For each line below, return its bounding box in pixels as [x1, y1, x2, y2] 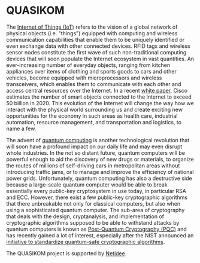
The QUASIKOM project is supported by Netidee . [6, 249, 127, 257]
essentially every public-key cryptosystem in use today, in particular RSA [6, 187, 187, 194]
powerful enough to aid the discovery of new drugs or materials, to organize [6, 155, 195, 163]
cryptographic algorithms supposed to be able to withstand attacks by [6, 219, 180, 226]
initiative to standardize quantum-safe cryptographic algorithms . [6, 238, 165, 245]
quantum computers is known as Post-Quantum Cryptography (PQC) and [6, 225, 187, 233]
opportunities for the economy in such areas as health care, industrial [6, 112, 178, 120]
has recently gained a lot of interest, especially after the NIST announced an [6, 231, 194, 239]
